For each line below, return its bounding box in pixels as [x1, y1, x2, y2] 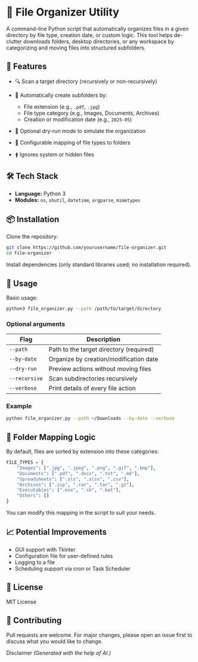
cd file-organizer [6, 250, 52, 256]
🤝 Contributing [6, 615, 62, 626]
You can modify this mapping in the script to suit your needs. [6, 509, 156, 516]
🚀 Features [6, 61, 47, 72]
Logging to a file [14, 558, 55, 566]
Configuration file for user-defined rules [14, 552, 113, 559]
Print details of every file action [48, 384, 136, 393]
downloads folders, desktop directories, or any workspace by [23, 38, 174, 45]
